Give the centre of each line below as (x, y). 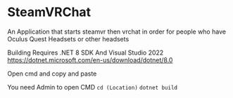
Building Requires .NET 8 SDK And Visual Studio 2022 (86, 52)
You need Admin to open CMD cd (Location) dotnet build (93, 87)
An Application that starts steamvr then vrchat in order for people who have (117, 31)
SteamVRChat (49, 12)
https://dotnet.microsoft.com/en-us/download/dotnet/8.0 (90, 59)
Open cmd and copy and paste (52, 73)
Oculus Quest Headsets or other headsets (68, 38)
